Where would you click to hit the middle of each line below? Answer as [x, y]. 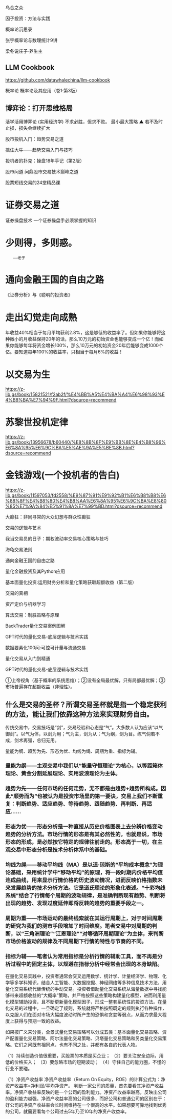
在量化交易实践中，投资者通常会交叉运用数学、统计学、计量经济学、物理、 [84, 976]
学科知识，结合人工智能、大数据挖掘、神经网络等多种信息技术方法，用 [93, 982]
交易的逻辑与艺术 [23, 528]
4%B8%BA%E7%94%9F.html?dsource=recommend [61, 400]
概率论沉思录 [19, 29]
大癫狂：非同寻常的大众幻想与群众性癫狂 [48, 517]
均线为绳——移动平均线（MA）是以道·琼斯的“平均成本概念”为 [81, 865]
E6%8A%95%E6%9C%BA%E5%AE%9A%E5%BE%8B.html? [70, 448]
